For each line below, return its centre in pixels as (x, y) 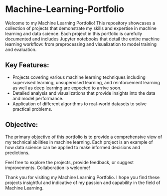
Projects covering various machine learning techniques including (79, 77)
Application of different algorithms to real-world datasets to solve (80, 104)
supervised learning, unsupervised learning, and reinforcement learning (86, 82)
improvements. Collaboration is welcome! (48, 168)
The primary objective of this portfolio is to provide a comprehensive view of (84, 137)
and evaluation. (21, 49)
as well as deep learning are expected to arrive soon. (67, 88)
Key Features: (27, 65)
